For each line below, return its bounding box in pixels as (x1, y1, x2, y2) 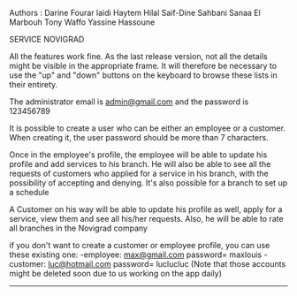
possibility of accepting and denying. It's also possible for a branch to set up (9, 178, 288, 188)
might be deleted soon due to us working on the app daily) (9, 269, 223, 278)
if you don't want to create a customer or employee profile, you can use (9, 240, 270, 250)
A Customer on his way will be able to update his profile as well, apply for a (9, 204, 283, 215)
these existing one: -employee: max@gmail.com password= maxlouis (9, 249, 263, 260)
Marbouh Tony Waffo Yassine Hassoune (9, 17, 156, 27)
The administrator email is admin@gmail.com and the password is (9, 96, 249, 107)
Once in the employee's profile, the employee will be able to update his (9, 149, 268, 160)
